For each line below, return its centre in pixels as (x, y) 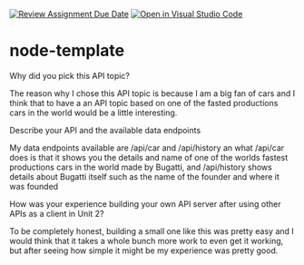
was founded (34, 186)
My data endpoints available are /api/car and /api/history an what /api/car (147, 147)
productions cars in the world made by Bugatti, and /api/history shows (141, 167)
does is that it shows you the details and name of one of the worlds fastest (149, 157)
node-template (67, 51)
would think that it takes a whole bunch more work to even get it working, (147, 240)
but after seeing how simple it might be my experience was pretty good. (144, 250)
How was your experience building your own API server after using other (145, 203)
